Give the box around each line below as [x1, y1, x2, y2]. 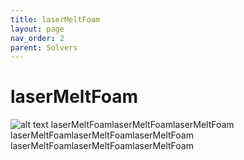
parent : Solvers [10, 42, 78, 53]
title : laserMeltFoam [10, 14, 101, 25]
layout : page [10, 24, 65, 34]
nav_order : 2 [10, 33, 65, 43]
